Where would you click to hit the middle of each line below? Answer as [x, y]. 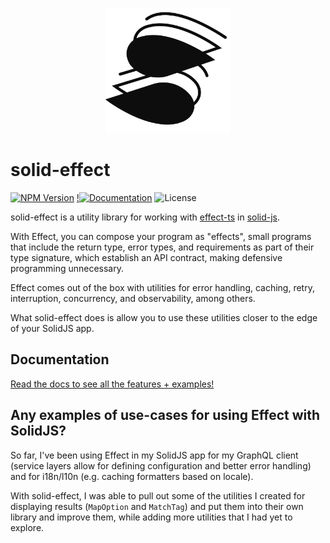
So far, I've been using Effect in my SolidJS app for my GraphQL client [154, 455]
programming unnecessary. [67, 268]
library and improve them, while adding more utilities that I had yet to [151, 517]
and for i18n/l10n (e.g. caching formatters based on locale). [132, 476]
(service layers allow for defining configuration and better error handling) [161, 465]
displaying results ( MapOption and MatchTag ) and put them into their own [157, 506]
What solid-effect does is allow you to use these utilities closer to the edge [164, 317]
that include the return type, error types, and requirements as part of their [162, 247]
